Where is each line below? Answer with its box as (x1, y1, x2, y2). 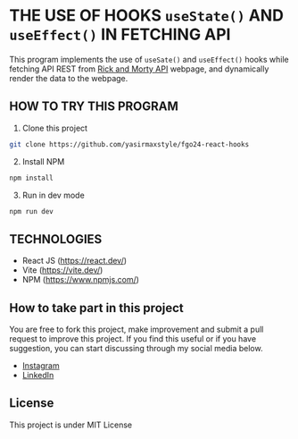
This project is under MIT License (9, 419, 132, 430)
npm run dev (9, 207, 54, 215)
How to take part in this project (9, 300, 185, 316)
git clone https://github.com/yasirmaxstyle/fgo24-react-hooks (9, 139, 250, 148)
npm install (9, 173, 54, 182)
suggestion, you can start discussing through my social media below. (9, 343, 263, 353)
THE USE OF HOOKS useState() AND (9, 5, 284, 26)
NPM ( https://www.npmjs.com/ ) (21, 274, 140, 285)
